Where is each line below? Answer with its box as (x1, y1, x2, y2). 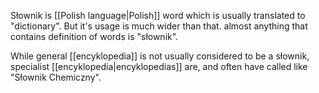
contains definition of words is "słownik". (10, 31, 179, 42)
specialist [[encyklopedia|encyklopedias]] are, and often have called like (10, 61, 308, 72)
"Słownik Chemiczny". (10, 71, 102, 83)
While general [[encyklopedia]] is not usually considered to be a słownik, (10, 50, 310, 62)
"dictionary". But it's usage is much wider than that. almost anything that (10, 20, 308, 32)
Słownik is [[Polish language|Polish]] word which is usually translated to (10, 10, 306, 21)
